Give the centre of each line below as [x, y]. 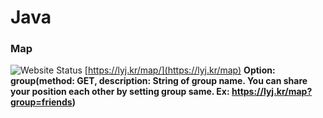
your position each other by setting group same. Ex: [120, 92]
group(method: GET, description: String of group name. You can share [159, 81]
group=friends [41, 102]
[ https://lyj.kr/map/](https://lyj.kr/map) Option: [180, 70]
